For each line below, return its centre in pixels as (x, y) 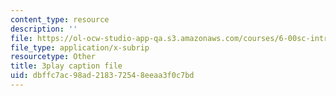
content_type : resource (60, 19)
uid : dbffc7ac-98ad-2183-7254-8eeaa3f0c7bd (102, 76)
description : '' (44, 29)
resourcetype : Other (53, 57)
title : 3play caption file (66, 66)
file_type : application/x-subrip (80, 47)
